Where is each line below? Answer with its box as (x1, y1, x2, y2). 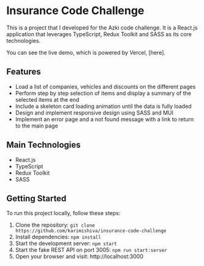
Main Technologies (6, 140, 81, 150)
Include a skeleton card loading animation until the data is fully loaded (15, 102, 192, 110)
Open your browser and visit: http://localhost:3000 (15, 253, 144, 260)
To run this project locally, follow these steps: (6, 210, 121, 217)
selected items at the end (15, 96, 80, 103)
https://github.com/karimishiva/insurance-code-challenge (15, 228, 167, 234)
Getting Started (6, 193, 67, 203)
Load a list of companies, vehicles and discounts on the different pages (15, 83, 196, 90)
